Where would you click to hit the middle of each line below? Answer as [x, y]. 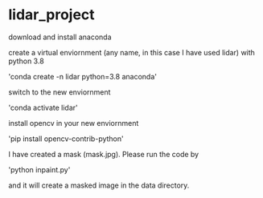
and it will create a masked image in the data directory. [99, 185]
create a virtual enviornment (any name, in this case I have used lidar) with [132, 52]
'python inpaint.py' [39, 169]
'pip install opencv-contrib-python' [66, 139]
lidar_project [51, 15]
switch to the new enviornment [60, 92]
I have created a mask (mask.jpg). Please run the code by [104, 154]
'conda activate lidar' [43, 107]
